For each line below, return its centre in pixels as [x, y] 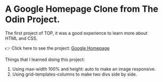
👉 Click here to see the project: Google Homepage [57, 48]
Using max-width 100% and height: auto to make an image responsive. [84, 69]
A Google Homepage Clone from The [82, 9]
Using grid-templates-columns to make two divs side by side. [75, 74]
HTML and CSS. [21, 38]
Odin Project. [33, 19]
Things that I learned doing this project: [45, 59]
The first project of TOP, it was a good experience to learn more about [76, 33]
